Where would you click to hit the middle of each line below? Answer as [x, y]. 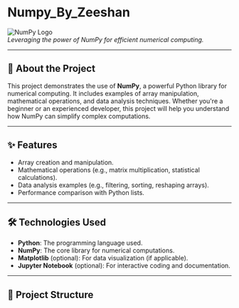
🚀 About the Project [52, 69]
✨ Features [32, 145]
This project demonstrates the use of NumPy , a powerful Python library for [117, 85]
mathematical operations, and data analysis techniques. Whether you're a [115, 101]
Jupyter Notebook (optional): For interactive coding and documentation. [124, 266]
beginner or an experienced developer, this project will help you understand [118, 108]
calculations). [37, 177]
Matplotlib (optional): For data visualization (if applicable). [103, 258]
